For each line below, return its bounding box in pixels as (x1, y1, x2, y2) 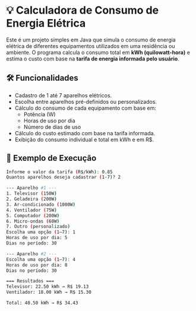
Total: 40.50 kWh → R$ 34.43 (6, 300, 78, 306)
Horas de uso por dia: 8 (6, 262, 68, 268)
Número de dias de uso (23, 123, 81, 131)
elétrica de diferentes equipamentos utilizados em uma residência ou (6, 42, 175, 49)
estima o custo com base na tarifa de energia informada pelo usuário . (6, 55, 179, 62)
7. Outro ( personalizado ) (6, 224, 70, 230)
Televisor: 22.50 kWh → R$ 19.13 (6, 284, 89, 290)
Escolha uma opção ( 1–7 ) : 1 (6, 229, 76, 235)
